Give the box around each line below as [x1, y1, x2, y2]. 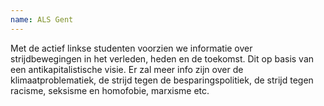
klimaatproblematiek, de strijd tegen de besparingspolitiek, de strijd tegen [10, 74, 314, 86]
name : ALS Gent [10, 14, 74, 25]
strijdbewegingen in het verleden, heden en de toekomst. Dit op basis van [10, 52, 315, 65]
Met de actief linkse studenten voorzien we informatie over [10, 42, 253, 54]
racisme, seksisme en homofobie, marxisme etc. [10, 84, 210, 96]
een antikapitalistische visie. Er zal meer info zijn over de [10, 63, 244, 75]
